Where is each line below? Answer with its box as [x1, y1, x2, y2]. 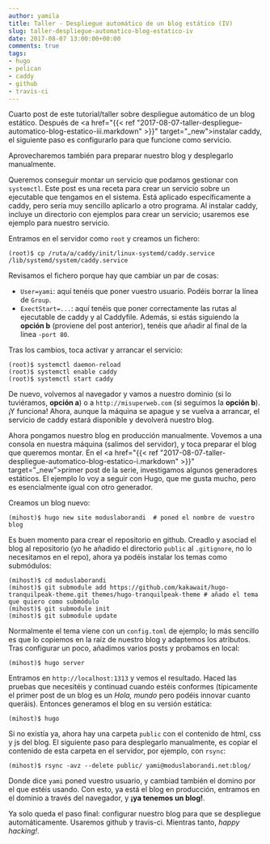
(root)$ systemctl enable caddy [8, 368, 117, 377]
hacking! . [8, 826, 40, 836]
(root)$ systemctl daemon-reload [8, 361, 121, 369]
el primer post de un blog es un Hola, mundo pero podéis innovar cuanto [8, 690, 251, 701]
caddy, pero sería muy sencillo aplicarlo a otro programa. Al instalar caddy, [8, 201, 259, 211]
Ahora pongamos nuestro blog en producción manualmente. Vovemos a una [8, 431, 263, 441]
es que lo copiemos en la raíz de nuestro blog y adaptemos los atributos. [8, 635, 251, 645]
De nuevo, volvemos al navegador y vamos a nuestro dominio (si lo [8, 390, 232, 399]
